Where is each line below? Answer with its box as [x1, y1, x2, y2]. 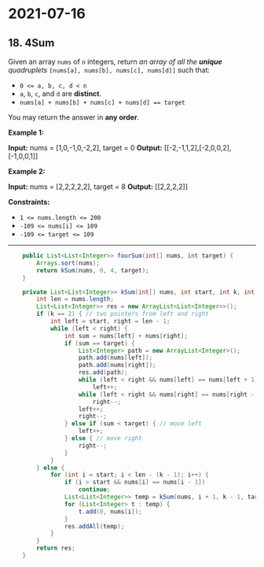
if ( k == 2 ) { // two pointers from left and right [36, 310, 210, 318]
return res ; [36, 544, 76, 552]
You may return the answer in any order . [8, 113, 140, 122]
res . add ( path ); [78, 369, 128, 376]
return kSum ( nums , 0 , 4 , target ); [36, 266, 149, 274]
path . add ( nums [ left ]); [78, 354, 153, 362]
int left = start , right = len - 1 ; [49, 317, 170, 325]
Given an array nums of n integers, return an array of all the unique [8, 57, 222, 66]
